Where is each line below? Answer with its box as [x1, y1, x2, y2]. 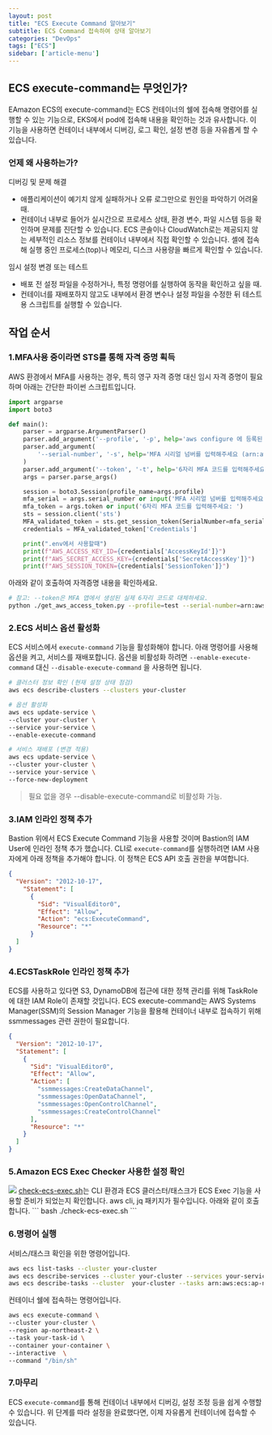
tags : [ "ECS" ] [8, 42, 57, 50]
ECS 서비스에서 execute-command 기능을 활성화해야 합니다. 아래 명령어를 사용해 [8, 642, 258, 652]
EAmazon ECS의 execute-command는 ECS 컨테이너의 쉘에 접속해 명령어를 [8, 104, 249, 114]
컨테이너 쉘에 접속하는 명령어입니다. [8, 1295, 121, 1305]
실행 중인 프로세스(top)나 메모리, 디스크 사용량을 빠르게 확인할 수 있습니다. [28, 245, 263, 255]
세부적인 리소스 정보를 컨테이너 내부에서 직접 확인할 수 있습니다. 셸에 [28, 235, 245, 245]
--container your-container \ [8, 1341, 111, 1349]
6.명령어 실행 [8, 1228, 57, 1240]
